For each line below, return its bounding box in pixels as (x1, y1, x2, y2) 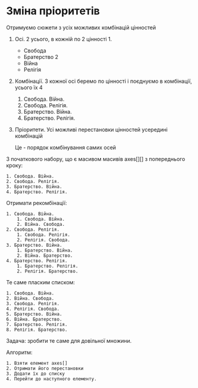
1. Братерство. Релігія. (17, 263, 78, 269)
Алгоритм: (6, 349, 33, 356)
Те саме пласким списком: (6, 278, 76, 285)
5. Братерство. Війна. (6, 311, 62, 317)
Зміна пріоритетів (6, 4, 100, 18)
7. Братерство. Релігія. (6, 321, 68, 327)
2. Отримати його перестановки (6, 365, 84, 371)
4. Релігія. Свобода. (6, 306, 60, 312)
